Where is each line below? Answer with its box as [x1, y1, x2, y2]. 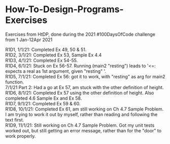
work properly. [5, 133, 36, 139]
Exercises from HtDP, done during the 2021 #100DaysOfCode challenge [5, 31, 156, 37]
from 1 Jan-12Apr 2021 [5, 37, 53, 43]
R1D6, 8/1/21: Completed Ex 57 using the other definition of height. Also [5, 90, 154, 96]
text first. [5, 117, 24, 123]
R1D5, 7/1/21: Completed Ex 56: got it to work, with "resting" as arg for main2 [5, 73, 165, 79]
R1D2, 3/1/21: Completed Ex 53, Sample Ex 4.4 [5, 52, 102, 58]
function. [5, 79, 24, 85]
